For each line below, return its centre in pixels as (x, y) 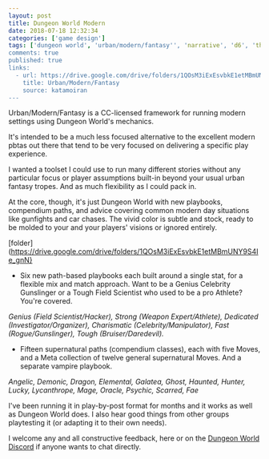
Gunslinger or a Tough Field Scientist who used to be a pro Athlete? (131, 292)
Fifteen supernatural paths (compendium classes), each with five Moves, (140, 349)
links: (19, 68)
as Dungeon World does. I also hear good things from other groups (119, 414)
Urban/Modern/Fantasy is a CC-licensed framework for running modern (127, 113)
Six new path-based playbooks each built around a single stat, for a (131, 276)
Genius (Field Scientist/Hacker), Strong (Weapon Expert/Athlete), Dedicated (133, 316)
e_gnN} (20, 260)
